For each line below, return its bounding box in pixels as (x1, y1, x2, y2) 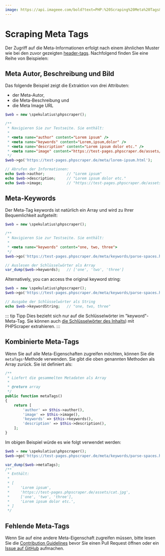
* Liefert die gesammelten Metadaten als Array (7, 375, 107, 380)
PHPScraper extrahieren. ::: (5, 323, 60, 329)
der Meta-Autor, (12, 92, 45, 98)
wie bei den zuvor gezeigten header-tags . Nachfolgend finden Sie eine (5, 50, 149, 56)
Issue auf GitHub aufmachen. (5, 546, 64, 552)
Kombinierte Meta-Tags (5, 337, 80, 346)
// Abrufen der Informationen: (5, 167, 69, 172)
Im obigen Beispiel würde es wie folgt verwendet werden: (5, 439, 121, 445)
